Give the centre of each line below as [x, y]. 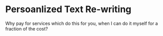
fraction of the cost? [27, 28]
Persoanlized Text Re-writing [68, 9]
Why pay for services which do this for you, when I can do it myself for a [82, 23]
